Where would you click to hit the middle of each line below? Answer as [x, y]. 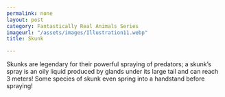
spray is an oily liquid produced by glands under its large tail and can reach [113, 72]
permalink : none [29, 13]
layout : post [25, 20]
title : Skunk [25, 39]
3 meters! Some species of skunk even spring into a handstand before [106, 79]
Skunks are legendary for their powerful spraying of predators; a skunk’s [109, 64]
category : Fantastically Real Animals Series [72, 26]
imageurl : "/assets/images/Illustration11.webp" [77, 32]
